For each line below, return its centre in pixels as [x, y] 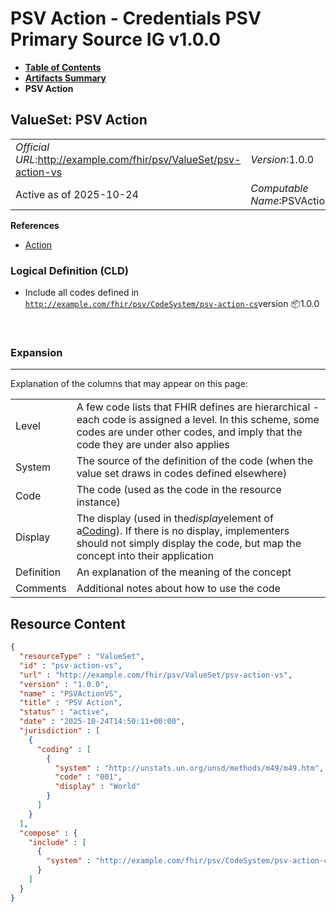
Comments [41, 589]
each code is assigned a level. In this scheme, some [198, 420]
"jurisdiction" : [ [60, 731]
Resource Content [68, 623]
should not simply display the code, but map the [189, 544]
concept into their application [145, 556]
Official [32, 147]
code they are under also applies [153, 445]
